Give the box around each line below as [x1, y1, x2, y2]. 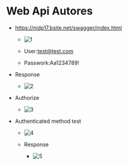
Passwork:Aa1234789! [23, 59, 79, 66]
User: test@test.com [23, 47, 74, 55]
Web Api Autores [6, 4, 93, 18]
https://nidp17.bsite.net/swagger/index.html [14, 24, 122, 31]
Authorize [14, 94, 40, 101]
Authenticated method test [14, 117, 81, 125]
